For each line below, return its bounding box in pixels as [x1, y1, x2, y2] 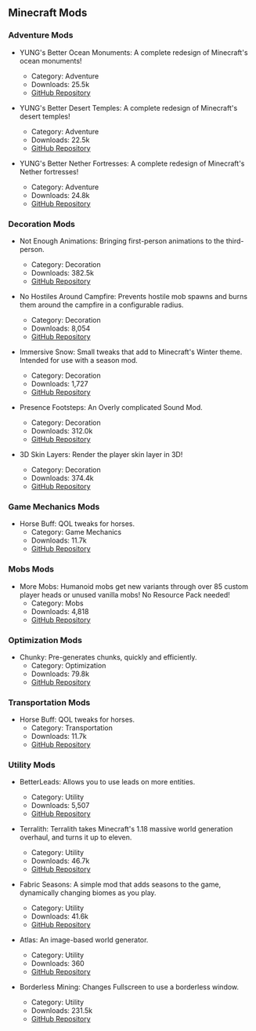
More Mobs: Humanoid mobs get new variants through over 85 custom [19, 581, 249, 591]
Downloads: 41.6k [31, 912, 88, 921]
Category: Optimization [31, 660, 106, 670]
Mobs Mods [8, 564, 55, 575]
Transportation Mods [8, 696, 91, 707]
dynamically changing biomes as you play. [19, 888, 157, 898]
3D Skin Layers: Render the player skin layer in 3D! [19, 449, 183, 459]
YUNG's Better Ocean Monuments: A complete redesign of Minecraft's [19, 47, 248, 57]
